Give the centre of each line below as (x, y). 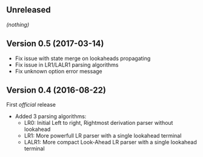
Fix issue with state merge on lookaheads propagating (83, 58)
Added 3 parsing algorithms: (51, 116)
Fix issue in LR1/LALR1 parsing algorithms (67, 65)
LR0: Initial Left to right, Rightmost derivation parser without (98, 123)
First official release (31, 105)
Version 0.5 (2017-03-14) (55, 44)
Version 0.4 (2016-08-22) (56, 90)
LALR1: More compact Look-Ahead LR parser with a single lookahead (110, 142)
